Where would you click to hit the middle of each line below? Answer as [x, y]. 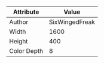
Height [19, 42]
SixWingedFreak [72, 22]
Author [19, 22]
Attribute [26, 12]
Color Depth [26, 51]
